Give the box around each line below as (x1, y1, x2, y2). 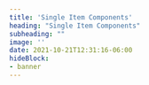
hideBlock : (9, 54, 50, 63)
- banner (9, 63, 42, 72)
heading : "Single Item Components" (9, 21, 141, 30)
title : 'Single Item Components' (9, 12, 133, 22)
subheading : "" (9, 29, 66, 38)
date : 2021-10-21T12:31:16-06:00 (9, 46, 133, 55)
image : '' (9, 37, 46, 47)
